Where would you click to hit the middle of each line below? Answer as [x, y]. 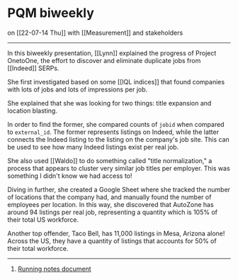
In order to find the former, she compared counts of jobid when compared [116, 124]
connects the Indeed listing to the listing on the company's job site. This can [119, 139]
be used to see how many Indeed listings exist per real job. [93, 147]
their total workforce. [38, 248]
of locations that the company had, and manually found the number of [109, 197]
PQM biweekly [51, 13]
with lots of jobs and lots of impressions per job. [78, 89]
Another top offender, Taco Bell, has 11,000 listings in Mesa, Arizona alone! [116, 233]
